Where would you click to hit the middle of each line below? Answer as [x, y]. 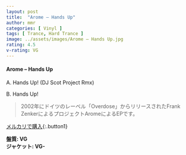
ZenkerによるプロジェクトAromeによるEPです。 [79, 113]
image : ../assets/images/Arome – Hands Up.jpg [65, 39]
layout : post [22, 12]
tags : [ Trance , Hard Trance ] [45, 34]
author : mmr [21, 23]
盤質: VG [17, 139]
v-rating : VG [22, 50]
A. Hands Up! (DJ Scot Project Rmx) [50, 82]
